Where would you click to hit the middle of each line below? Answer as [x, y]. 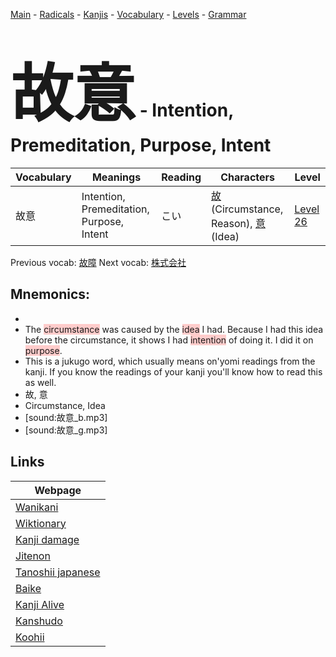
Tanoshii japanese [58, 572]
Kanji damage [47, 539]
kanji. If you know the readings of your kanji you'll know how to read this [173, 371]
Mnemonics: [50, 294]
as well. [40, 382]
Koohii [30, 637]
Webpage [58, 490]
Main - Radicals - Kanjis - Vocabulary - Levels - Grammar [128, 14]
